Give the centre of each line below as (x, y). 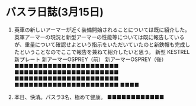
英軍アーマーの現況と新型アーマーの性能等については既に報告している (99, 37)
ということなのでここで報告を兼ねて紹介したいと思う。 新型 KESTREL (105, 52)
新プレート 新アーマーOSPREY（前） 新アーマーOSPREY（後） (90, 59)
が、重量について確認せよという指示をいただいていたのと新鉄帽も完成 (99, 44)
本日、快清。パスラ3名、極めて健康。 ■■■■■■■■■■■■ (89, 97)
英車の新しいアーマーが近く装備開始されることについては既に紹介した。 (102, 30)
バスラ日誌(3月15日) (55, 12)
